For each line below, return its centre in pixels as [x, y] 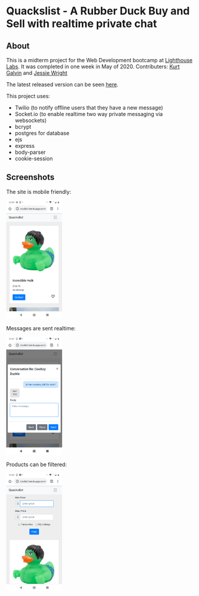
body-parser [30, 152]
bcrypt [23, 127]
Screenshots [30, 177]
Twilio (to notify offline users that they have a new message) [89, 108]
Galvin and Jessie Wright [37, 73]
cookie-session [34, 159]
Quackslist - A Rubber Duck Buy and [98, 11]
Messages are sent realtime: [41, 328]
